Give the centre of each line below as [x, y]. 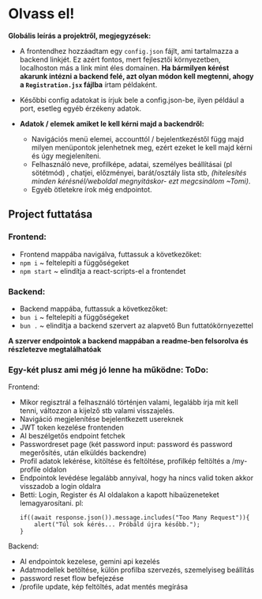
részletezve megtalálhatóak [55, 349]
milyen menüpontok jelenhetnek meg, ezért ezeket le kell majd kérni [142, 147]
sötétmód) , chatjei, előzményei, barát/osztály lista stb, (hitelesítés [139, 172]
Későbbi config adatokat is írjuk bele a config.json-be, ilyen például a [132, 100]
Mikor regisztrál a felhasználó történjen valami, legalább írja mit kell [129, 402]
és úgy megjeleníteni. [66, 156]
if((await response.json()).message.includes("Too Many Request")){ [135, 518]
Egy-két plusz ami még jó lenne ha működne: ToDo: [109, 370]
